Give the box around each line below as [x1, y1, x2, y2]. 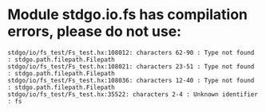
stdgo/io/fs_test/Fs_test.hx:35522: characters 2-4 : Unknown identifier [7, 90, 259, 98]
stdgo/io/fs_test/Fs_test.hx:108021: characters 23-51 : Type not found [7, 62, 255, 71]
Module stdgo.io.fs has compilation [7, 6, 248, 24]
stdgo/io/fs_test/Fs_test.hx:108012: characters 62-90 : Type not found [7, 48, 255, 56]
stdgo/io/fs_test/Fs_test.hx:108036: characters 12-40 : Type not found [7, 76, 255, 84]
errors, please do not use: [7, 22, 181, 41]
